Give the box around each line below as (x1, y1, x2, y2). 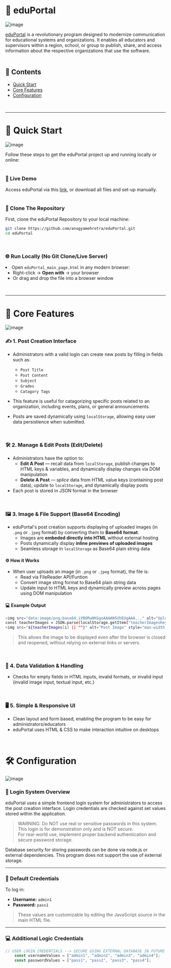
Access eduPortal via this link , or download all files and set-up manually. (5, 186, 157, 193)
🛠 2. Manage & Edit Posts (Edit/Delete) (5, 441, 103, 449)
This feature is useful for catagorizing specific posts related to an (12, 398, 150, 404)
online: (5, 156, 19, 163)
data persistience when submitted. (12, 418, 85, 425)
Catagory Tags (20, 389, 50, 394)
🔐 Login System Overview (5, 788, 70, 795)
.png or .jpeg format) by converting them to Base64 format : (12, 530, 139, 536)
